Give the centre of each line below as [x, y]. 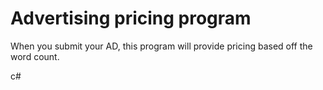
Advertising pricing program [131, 18]
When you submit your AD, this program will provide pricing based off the [161, 46]
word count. [35, 56]
